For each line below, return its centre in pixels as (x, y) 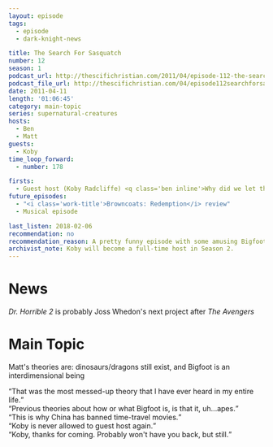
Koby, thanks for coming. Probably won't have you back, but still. (120, 434)
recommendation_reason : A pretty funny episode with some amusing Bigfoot (138, 241)
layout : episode (36, 16)
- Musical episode (47, 211)
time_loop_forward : (41, 159)
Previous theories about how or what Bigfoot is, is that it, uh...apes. (123, 408)
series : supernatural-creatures (63, 114)
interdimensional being (47, 375)
